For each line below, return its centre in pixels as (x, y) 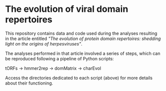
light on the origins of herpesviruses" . (44, 44)
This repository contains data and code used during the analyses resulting (81, 33)
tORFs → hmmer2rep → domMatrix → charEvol (53, 68)
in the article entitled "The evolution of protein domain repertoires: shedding (83, 39)
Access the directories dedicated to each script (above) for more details (79, 78)
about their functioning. (29, 83)
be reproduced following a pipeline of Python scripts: (60, 58)
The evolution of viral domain (67, 9)
